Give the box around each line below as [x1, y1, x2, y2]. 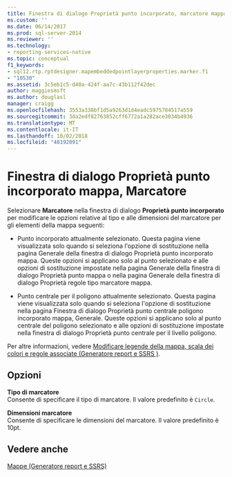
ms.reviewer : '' [7, 36, 54, 43]
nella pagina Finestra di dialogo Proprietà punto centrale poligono [17, 307, 204, 315]
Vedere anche [7, 444, 69, 456]
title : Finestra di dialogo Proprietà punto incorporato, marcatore [7, 10, 209, 17]
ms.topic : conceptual [7, 55, 70, 62]
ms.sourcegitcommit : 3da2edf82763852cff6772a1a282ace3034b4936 [7, 113, 193, 120]
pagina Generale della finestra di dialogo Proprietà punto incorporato [17, 249, 213, 258]
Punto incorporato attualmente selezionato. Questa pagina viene [17, 235, 201, 243]
